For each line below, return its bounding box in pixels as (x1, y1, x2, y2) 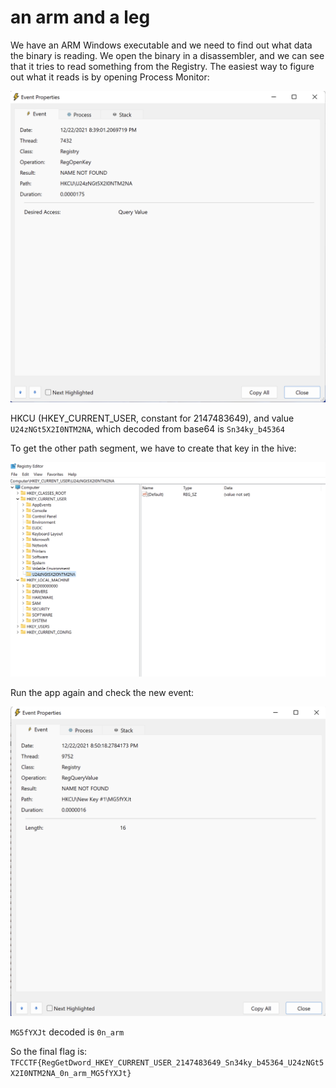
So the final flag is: (10, 1046, 88, 1058)
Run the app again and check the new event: (10, 687, 195, 699)
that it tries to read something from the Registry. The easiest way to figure (10, 60, 315, 72)
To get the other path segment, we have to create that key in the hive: (10, 442, 297, 455)
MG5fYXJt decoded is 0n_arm (10, 1026, 125, 1038)
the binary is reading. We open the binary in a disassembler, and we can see (10, 49, 325, 61)
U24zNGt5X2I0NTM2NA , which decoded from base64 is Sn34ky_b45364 (10, 423, 285, 435)
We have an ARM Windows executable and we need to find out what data (10, 39, 313, 51)
